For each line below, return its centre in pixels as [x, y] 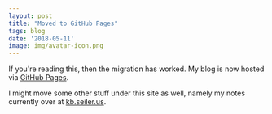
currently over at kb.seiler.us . [57, 102]
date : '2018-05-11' [42, 38]
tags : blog [27, 31]
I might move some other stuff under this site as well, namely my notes [127, 93]
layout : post [31, 16]
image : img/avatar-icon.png [56, 46]
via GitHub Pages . [39, 78]
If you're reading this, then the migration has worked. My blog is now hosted [136, 69]
